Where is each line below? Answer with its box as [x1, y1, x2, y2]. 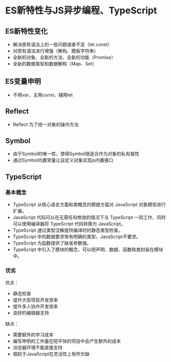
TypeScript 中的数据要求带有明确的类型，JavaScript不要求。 [12, 233, 141, 240]
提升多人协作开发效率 [12, 303, 58, 310]
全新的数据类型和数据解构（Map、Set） [12, 61, 97, 67]
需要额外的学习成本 [12, 332, 54, 338]
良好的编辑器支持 [12, 310, 49, 316]
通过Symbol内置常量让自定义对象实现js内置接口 [12, 157, 114, 164]
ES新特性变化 [5, 27, 48, 35]
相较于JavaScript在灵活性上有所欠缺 [12, 351, 90, 357]
